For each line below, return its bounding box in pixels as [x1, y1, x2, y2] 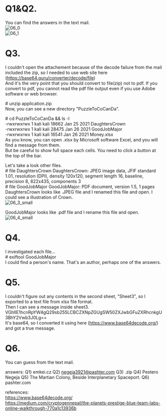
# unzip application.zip [5, 100, 52, 106]
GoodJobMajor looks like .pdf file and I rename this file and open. [5, 209, 140, 215]
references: [5, 389, 29, 395]
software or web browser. [5, 90, 58, 96]
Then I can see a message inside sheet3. [5, 303, 89, 310]
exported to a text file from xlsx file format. [5, 298, 93, 304]
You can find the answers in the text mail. [5, 19, 90, 25]
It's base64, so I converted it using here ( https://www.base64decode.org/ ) [5, 319, 159, 325]
